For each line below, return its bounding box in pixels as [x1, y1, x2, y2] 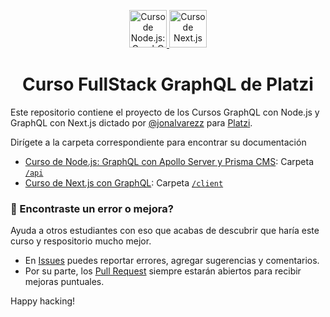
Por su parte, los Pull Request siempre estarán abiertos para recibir [24, 265, 302, 277]
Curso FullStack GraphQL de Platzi [22, 73, 314, 96]
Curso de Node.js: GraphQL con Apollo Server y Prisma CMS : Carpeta [24, 155, 315, 167]
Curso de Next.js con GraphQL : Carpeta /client [24, 176, 224, 189]
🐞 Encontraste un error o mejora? [10, 201, 174, 215]
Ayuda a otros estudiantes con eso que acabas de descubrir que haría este [10, 225, 320, 237]
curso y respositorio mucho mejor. [10, 235, 152, 247]
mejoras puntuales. [24, 276, 105, 288]
